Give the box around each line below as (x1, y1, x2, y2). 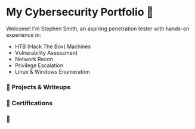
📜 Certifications (6, 99, 53, 107)
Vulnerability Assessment (14, 49, 78, 56)
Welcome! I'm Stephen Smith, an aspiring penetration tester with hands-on (6, 25, 190, 32)
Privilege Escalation (14, 62, 64, 69)
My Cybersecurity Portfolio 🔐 (6, 5, 154, 19)
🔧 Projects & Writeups (6, 83, 70, 91)
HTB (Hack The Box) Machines (14, 43, 91, 50)
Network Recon (14, 55, 54, 62)
